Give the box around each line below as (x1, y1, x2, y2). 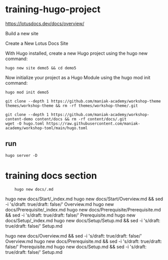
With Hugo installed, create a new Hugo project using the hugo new (5, 50, 148, 56)
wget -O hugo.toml (5, 121, 44, 126)
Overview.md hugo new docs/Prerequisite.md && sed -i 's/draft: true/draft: (5, 238, 162, 244)
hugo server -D (5, 153, 38, 158)
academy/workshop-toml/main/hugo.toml (5, 125, 88, 131)
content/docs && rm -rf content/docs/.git (35, 116, 127, 122)
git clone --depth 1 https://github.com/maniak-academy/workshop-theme (5, 99, 161, 104)
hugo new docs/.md (14, 186, 54, 192)
